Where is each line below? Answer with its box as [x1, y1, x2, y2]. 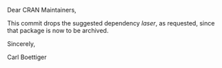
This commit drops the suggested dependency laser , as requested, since [7, 19, 215, 27]
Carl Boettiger [7, 53, 47, 61]
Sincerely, [7, 40, 36, 47]
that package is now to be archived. [7, 27, 109, 34]
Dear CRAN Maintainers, [7, 6, 77, 14]
